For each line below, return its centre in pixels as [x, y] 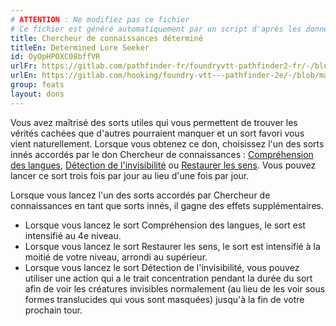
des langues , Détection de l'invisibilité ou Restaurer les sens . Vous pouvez [163, 165]
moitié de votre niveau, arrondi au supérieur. [116, 257]
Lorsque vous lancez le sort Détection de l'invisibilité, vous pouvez [162, 267]
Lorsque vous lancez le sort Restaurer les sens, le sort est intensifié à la [172, 246]
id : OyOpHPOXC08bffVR [55, 57]
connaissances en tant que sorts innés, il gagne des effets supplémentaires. [167, 205]
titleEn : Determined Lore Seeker [80, 47]
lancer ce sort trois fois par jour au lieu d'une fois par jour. [130, 175]
